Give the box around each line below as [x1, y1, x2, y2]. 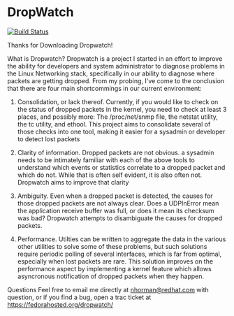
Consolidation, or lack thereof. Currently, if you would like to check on [17, 97, 219, 106]
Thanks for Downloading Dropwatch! [7, 41, 113, 49]
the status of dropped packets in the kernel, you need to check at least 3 [17, 105, 227, 113]
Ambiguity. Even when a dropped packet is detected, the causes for [17, 192, 213, 200]
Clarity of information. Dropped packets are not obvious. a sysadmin [17, 148, 214, 157]
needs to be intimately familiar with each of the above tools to [17, 155, 196, 164]
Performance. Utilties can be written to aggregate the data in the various [17, 235, 226, 243]
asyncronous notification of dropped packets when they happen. [17, 272, 205, 280]
